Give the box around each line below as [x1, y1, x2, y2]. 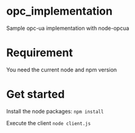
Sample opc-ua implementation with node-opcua [6, 24, 130, 32]
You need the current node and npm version [6, 66, 117, 73]
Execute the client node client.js [6, 119, 91, 126]
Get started [6, 87, 65, 101]
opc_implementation [6, 4, 112, 18]
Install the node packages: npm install [6, 107, 104, 115]
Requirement [6, 46, 73, 60]
